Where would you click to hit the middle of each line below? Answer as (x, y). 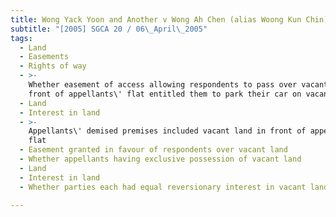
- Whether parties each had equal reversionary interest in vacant (163, 187)
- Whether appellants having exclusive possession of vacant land (160, 159)
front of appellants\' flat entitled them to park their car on (165, 94)
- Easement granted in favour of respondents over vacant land (153, 150)
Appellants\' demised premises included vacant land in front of (167, 131)
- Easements (44, 57)
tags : (21, 38)
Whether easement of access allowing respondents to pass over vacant (178, 85)
